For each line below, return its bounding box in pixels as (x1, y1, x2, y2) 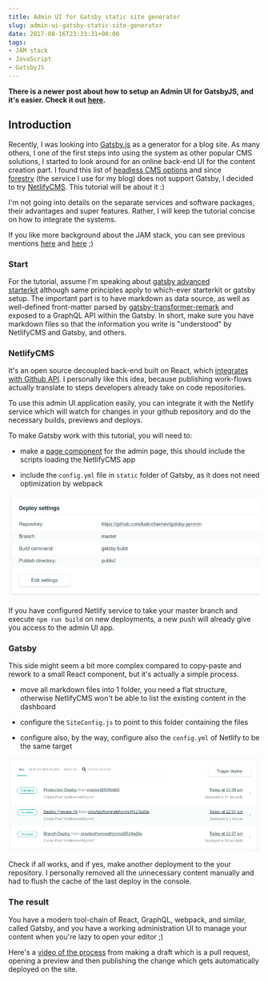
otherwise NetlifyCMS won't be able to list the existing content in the (19, 693, 246, 703)
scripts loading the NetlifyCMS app (19, 455, 136, 464)
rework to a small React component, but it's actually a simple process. (8, 669, 239, 679)
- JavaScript (8, 55, 52, 63)
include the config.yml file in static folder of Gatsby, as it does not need (19, 471, 260, 480)
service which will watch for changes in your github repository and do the (8, 407, 251, 416)
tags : (8, 38, 26, 46)
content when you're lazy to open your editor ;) (8, 932, 164, 941)
